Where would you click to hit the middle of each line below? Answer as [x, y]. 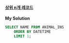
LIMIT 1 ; [23, 36]
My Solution [17, 18]
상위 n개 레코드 [19, 7]
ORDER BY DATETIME [32, 32]
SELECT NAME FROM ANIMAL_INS [34, 27]
